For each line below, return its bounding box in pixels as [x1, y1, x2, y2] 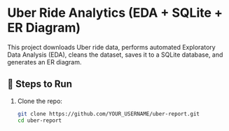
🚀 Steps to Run [7, 78, 72, 90]
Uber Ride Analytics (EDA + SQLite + [7, 5, 223, 21]
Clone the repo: [17, 97, 63, 105]
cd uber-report [17, 117, 62, 124]
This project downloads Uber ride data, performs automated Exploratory [7, 43, 216, 51]
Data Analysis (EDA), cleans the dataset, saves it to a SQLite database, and [7, 50, 223, 59]
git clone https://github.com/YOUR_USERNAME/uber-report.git [17, 110, 200, 117]
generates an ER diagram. [7, 57, 82, 66]
